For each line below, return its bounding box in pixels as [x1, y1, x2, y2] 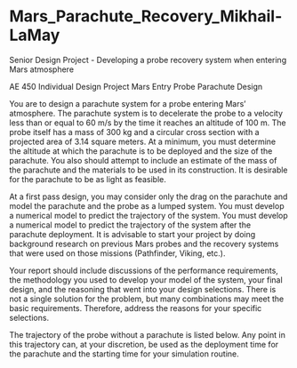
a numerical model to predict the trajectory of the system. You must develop [9, 210, 289, 220]
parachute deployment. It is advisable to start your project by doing [9, 228, 256, 239]
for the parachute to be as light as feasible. [9, 173, 166, 184]
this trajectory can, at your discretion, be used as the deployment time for [9, 339, 279, 349]
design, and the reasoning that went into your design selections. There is [9, 284, 277, 294]
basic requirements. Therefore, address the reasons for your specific [9, 302, 262, 313]
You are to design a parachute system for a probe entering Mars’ [9, 98, 246, 108]
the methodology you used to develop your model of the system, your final [9, 274, 283, 285]
